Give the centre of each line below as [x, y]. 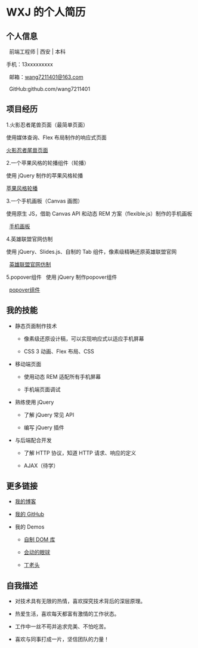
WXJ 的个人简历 [46, 12]
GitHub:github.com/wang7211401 [49, 89]
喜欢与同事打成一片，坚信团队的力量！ [62, 639]
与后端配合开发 [33, 440]
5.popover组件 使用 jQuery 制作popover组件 [62, 277]
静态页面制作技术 [36, 325]
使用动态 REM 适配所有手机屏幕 [62, 376]
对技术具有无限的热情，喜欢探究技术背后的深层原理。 [80, 601]
